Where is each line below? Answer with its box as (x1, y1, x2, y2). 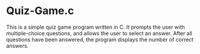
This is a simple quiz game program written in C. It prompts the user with (6, 23, 185, 31)
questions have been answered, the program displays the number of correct (6, 36, 194, 43)
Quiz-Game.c (6, 4, 75, 18)
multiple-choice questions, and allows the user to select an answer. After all (6, 29, 192, 36)
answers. (6, 42, 29, 49)
